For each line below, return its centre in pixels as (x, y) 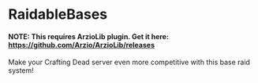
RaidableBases (58, 14)
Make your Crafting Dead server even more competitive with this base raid (129, 62)
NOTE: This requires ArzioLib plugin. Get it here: (89, 36)
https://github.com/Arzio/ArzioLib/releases (82, 45)
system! (21, 70)
